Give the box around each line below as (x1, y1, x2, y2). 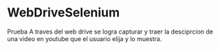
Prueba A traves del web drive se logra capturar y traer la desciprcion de (7, 27, 213, 36)
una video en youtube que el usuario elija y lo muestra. (7, 34, 162, 42)
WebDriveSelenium (7, 5, 120, 21)
